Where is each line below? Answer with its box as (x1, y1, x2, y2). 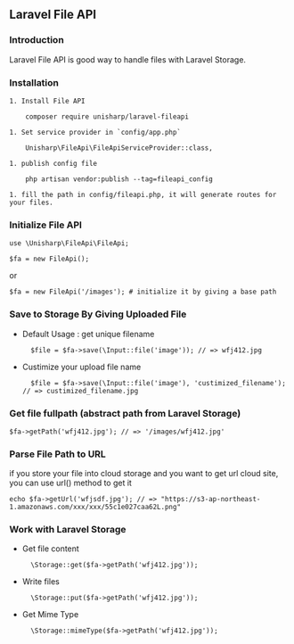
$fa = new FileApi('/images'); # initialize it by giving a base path (9, 287, 277, 297)
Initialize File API (9, 219, 83, 231)
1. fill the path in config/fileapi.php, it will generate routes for (9, 190, 277, 199)
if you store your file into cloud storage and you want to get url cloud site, (9, 468, 279, 479)
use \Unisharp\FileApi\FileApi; (9, 239, 129, 248)
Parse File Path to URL (9, 448, 107, 460)
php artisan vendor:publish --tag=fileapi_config (25, 174, 214, 184)
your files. (9, 198, 53, 207)
